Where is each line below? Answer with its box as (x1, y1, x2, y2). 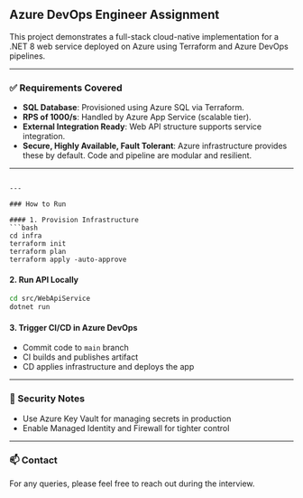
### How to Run (9, 200, 67, 209)
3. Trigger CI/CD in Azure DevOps (9, 322, 138, 333)
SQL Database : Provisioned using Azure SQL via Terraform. (22, 102, 245, 113)
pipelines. (9, 50, 46, 61)
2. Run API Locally (9, 274, 79, 285)
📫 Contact (9, 454, 58, 466)
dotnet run (9, 303, 50, 312)
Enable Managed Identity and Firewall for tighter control (22, 422, 230, 433)
